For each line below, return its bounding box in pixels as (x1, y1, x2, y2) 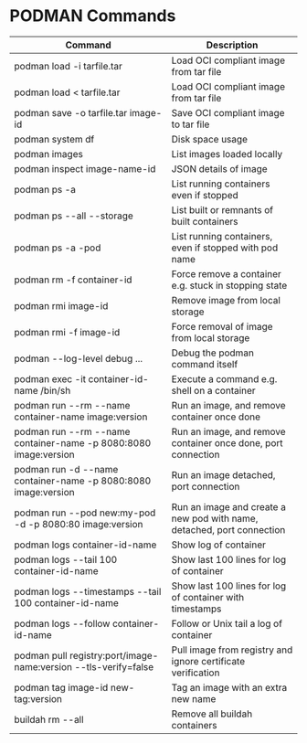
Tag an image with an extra (171, 681, 288, 694)
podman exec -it (14, 372, 87, 385)
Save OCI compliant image (171, 106, 285, 119)
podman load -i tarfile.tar (14, 59, 123, 72)
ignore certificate (171, 654, 246, 667)
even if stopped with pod (171, 241, 279, 254)
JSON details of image (171, 162, 268, 175)
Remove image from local (171, 293, 281, 306)
